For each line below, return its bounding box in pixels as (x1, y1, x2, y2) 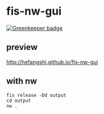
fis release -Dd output (6, 92, 67, 98)
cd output (6, 98, 32, 104)
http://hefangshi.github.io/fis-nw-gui (6, 58, 99, 65)
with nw (6, 76, 38, 87)
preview (6, 42, 38, 52)
